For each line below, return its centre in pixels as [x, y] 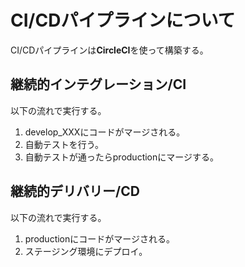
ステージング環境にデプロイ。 [86, 251]
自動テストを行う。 [64, 144]
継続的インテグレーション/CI [98, 84]
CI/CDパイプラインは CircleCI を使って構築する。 [109, 50]
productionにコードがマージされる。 [100, 238]
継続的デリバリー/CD [75, 191]
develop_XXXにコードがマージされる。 [105, 132]
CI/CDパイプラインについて [123, 20]
